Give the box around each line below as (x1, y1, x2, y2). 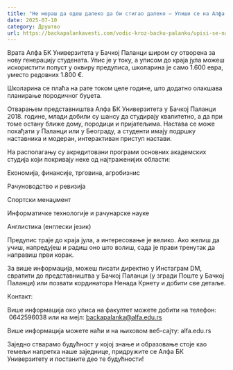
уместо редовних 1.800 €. (7, 71, 84, 79)
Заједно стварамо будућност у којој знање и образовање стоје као (7, 340, 207, 348)
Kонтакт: (7, 292, 33, 301)
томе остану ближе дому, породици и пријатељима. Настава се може (7, 119, 215, 128)
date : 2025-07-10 (7, 17, 58, 24)
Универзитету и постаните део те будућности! (7, 355, 144, 363)
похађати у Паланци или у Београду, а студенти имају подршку (7, 127, 196, 135)
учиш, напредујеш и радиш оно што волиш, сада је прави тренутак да (7, 244, 216, 252)
